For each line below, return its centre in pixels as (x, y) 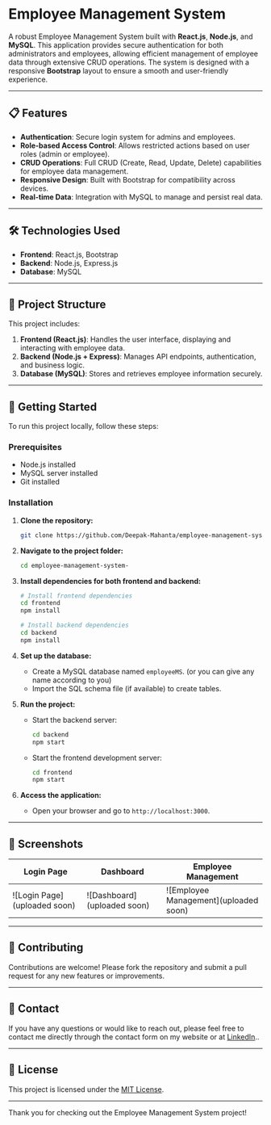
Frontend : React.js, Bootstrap (69, 254)
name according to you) (72, 680)
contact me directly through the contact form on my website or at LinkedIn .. (134, 1037)
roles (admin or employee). (65, 153)
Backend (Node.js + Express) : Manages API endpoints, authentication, (138, 357)
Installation (31, 503)
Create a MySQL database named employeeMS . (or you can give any (143, 671)
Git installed (40, 482)
